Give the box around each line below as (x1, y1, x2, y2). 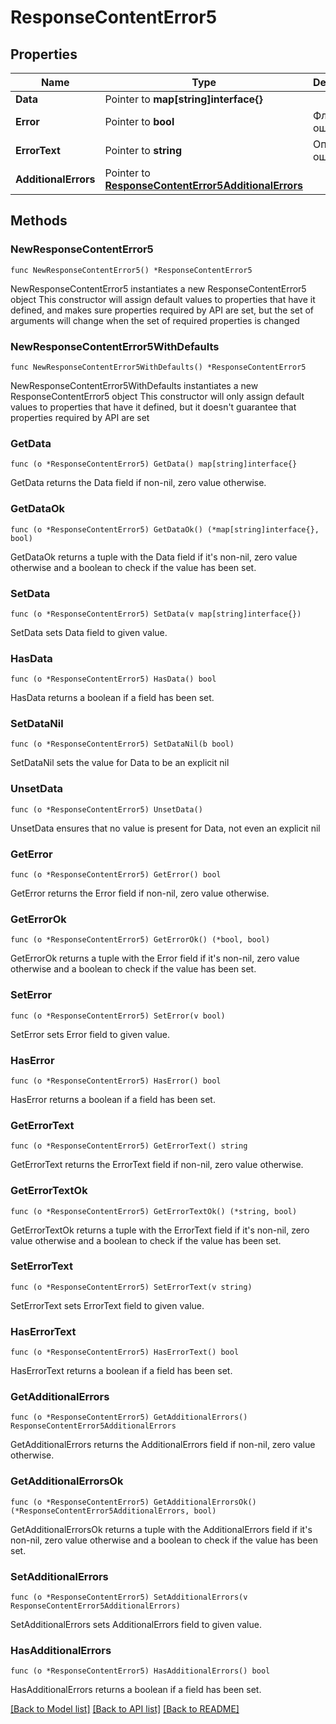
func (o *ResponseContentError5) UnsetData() (10, 804, 203, 815)
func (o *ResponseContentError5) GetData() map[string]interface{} (10, 459, 298, 470)
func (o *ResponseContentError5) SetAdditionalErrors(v (10, 1592, 248, 1603)
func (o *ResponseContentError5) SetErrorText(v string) (10, 1282, 253, 1292)
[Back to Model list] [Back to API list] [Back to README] (10, 1703, 240, 1715)
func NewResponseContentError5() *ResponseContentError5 (10, 265, 253, 275)
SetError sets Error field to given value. (10, 1028, 171, 1040)
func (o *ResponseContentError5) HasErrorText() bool (10, 1347, 240, 1358)
